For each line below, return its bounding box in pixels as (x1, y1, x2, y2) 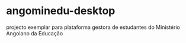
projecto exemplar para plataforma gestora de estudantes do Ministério (6, 24, 181, 31)
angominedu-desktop (6, 4, 116, 18)
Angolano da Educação (6, 29, 63, 37)
